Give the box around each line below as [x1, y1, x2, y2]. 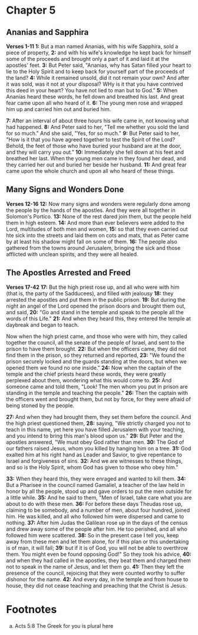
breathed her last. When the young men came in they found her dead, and [6, 155, 186, 162]
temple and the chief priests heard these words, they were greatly [6, 370, 166, 378]
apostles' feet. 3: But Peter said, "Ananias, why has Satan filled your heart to [6, 62, 192, 69]
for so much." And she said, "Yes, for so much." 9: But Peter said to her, [6, 130, 180, 137]
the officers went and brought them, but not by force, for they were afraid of [6, 395, 192, 402]
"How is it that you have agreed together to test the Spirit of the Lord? [6, 136, 176, 143]
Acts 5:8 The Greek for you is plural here [14, 622, 114, 629]
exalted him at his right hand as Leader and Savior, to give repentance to [6, 451, 183, 458]
